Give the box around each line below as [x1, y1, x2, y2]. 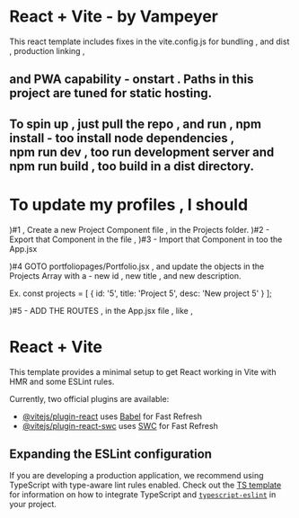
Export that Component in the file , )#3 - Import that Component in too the [9, 234, 283, 245]
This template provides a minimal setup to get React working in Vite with [9, 366, 277, 377]
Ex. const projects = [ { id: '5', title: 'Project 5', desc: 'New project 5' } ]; [9, 288, 272, 299]
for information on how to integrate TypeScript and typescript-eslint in [9, 489, 277, 500]
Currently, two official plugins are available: [9, 393, 170, 404]
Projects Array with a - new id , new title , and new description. [9, 270, 242, 281]
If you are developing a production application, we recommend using [9, 470, 264, 481]
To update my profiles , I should [9, 194, 249, 215]
